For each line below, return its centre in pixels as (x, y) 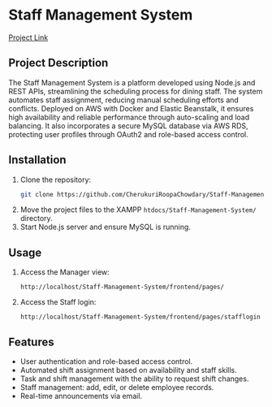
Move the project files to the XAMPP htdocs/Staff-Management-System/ (138, 210)
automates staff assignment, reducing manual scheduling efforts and (124, 100)
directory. (36, 219)
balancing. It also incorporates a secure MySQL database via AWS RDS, (129, 126)
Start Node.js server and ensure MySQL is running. (105, 227)
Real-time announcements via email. (81, 396)
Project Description (58, 63)
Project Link (28, 37)
